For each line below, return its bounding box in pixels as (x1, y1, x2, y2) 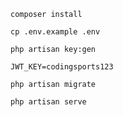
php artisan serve (10, 97, 87, 107)
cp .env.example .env (10, 27, 101, 37)
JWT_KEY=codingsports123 (10, 62, 114, 72)
